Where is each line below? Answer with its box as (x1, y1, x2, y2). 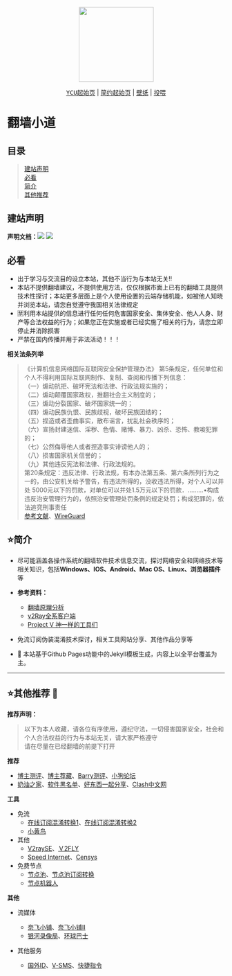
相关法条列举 (7, 350, 43, 358)
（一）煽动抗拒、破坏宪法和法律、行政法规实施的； (23, 382, 170, 390)
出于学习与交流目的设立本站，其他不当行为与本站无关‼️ (17, 274, 173, 283)
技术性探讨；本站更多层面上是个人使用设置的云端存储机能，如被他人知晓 (17, 292, 223, 300)
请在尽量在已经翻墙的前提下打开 (23, 742, 115, 751)
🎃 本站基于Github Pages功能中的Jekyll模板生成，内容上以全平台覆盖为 (17, 650, 217, 658)
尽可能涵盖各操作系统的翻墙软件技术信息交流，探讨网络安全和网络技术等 (17, 556, 223, 565)
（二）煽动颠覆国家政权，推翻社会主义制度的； (23, 390, 157, 398)
